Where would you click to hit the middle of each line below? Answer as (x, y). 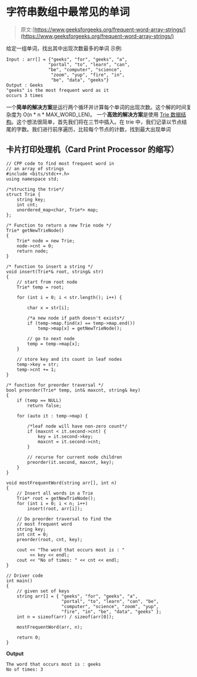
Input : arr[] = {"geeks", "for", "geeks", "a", (67, 59)
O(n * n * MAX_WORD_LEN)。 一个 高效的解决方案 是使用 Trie (96, 114)
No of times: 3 (25, 669)
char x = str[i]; (48, 308)
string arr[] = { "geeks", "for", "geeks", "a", (77, 596)
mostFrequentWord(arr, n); (50, 627)
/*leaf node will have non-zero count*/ (77, 426)
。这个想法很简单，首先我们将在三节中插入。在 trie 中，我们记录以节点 (97, 122)
